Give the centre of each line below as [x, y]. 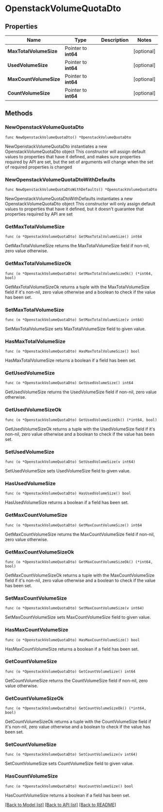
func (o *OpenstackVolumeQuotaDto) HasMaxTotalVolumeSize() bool [72, 352]
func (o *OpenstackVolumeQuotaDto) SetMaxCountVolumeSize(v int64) [75, 608]
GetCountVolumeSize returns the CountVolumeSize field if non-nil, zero [76, 680]
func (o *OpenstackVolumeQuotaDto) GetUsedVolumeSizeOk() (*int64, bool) [81, 420]
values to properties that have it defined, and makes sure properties [73, 156]
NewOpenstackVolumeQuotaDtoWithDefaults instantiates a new [69, 198]
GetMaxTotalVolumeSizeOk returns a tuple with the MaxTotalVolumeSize [77, 287]
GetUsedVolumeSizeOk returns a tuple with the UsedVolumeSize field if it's [80, 429]
